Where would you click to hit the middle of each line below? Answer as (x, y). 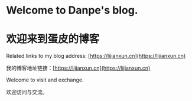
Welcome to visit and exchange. (45, 80)
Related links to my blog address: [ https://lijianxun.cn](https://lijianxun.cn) (96, 56)
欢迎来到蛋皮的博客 (53, 39)
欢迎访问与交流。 (27, 92)
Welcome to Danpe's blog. (72, 10)
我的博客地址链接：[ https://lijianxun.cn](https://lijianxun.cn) (78, 68)
